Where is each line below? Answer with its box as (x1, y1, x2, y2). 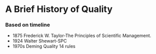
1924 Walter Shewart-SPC (12, 38, 67, 44)
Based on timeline (5, 21, 50, 28)
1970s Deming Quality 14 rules (12, 43, 76, 49)
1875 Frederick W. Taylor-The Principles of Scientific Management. (12, 32, 151, 38)
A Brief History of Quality (5, 3, 113, 15)
